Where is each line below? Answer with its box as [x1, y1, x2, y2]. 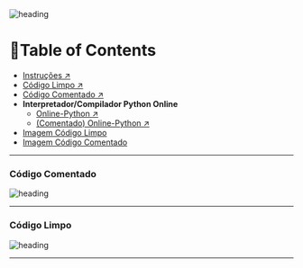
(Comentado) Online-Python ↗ [35, 117, 151, 129]
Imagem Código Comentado [22, 137, 128, 147]
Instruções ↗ [22, 69, 71, 80]
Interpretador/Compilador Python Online [22, 98, 179, 109]
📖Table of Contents [9, 40, 156, 61]
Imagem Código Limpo [22, 127, 107, 138]
